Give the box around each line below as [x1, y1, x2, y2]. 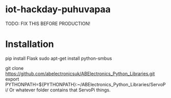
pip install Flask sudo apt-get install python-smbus [5, 55, 112, 61]
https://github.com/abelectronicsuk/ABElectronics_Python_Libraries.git [5, 70, 155, 77]
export [5, 76, 19, 82]
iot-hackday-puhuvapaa [5, 4, 111, 15]
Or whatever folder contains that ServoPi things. [9, 87, 111, 93]
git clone [5, 65, 24, 71]
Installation [5, 38, 54, 50]
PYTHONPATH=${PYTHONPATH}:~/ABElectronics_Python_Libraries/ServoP [5, 81, 166, 87]
